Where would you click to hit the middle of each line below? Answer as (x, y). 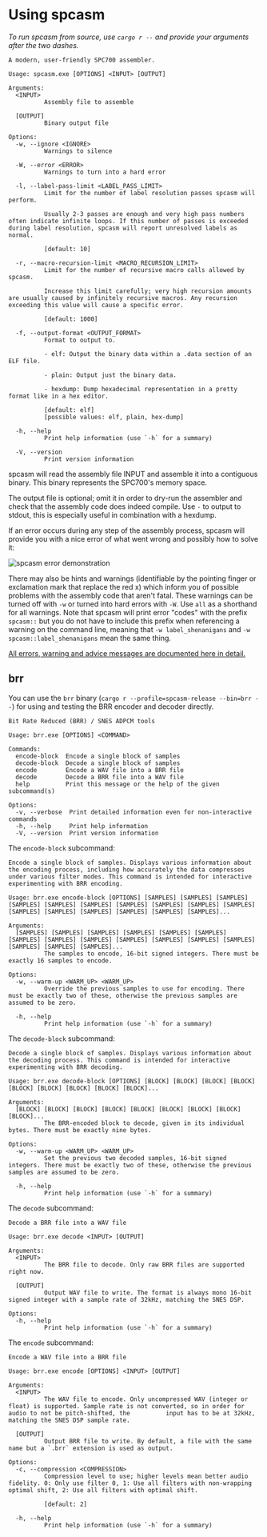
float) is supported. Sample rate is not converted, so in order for (127, 1406)
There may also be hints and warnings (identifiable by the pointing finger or (132, 578)
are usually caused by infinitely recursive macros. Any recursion (123, 298)
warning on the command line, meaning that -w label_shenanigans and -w (129, 629)
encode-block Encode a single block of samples (98, 756)
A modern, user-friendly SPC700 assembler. (82, 60)
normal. (21, 235)
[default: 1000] (71, 319)
